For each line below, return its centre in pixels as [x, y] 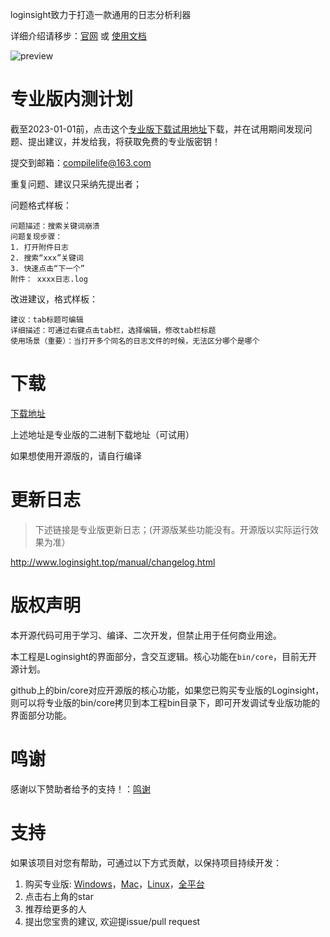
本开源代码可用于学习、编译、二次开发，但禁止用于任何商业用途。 [146, 635]
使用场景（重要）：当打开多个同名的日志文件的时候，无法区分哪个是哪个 [135, 341]
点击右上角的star [59, 896]
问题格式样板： [41, 205]
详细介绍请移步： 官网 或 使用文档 [78, 36]
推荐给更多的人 [55, 909]
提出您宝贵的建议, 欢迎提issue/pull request [112, 921]
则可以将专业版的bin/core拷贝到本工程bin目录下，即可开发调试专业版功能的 [165, 702]
